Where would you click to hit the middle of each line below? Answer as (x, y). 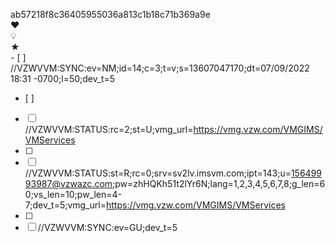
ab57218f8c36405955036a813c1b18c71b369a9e (110, 14)
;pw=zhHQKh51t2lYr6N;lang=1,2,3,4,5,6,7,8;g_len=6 (219, 183)
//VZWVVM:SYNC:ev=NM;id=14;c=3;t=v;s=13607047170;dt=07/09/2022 (160, 68)
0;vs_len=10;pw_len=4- (73, 194)
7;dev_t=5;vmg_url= (65, 205)
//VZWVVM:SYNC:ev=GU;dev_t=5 (107, 227)
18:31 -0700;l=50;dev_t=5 (63, 78)
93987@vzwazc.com (68, 183)
